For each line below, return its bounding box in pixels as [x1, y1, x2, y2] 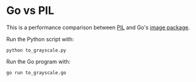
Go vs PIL [6, 4, 55, 18]
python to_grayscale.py [6, 47, 67, 53]
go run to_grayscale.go [6, 69, 67, 76]
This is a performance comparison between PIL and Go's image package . [6, 24, 190, 31]
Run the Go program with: [6, 58, 71, 65]
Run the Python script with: [6, 35, 74, 43]
